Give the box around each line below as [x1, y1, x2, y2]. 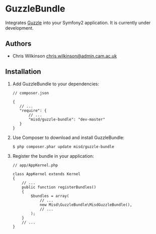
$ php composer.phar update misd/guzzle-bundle [12, 144, 114, 149]
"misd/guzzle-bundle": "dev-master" [28, 116, 106, 122]
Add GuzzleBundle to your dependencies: [12, 81, 100, 87]
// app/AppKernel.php [12, 163, 58, 168]
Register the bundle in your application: [12, 153, 94, 159]
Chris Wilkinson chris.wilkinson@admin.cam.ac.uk [12, 53, 117, 59]
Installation [5, 67, 41, 76]
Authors [5, 40, 32, 48]
